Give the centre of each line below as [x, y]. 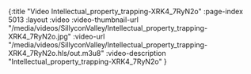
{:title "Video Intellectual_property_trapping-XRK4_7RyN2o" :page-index [126, 11]
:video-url [89, 36]
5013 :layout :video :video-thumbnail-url [73, 20]
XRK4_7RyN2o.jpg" [40, 36]
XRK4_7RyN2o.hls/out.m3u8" [56, 53]
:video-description [136, 53]
